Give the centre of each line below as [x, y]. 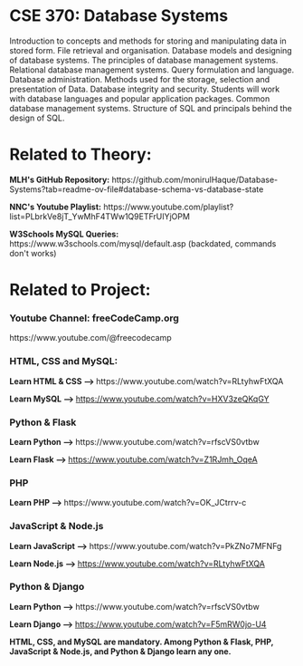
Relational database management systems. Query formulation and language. [152, 70]
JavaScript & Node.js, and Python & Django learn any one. [121, 651]
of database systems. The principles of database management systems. [144, 60]
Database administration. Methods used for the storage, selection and [140, 79]
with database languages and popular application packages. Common [140, 98]
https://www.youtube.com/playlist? [169, 207]
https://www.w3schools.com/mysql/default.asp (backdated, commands [143, 243]
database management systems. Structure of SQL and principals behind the [151, 108]
